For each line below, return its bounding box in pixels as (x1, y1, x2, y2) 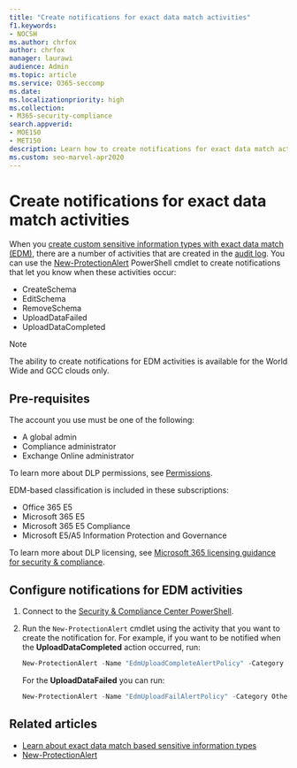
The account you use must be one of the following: (9, 415, 194, 426)
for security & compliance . (9, 557, 105, 567)
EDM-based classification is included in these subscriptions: (9, 485, 230, 495)
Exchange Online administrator (21, 450, 134, 461)
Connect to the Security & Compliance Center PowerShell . (21, 606, 234, 617)
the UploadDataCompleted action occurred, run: (21, 642, 201, 653)
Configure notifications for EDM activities (9, 582, 243, 597)
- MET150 (9, 136, 42, 145)
